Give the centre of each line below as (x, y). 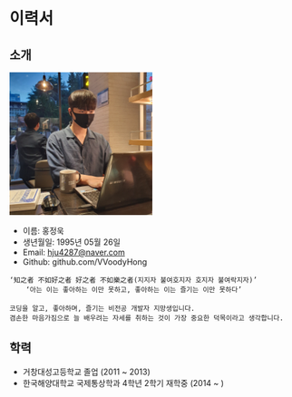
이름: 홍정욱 (44, 231)
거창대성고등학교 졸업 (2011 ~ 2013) (87, 372)
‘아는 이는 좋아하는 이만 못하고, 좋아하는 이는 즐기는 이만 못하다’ (134, 290)
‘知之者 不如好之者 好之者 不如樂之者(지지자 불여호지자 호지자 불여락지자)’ (133, 280)
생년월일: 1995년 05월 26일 (71, 242)
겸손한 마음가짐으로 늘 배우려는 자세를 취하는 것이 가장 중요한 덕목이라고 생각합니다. (146, 318)
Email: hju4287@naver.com (73, 252)
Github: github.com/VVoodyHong (85, 262)
